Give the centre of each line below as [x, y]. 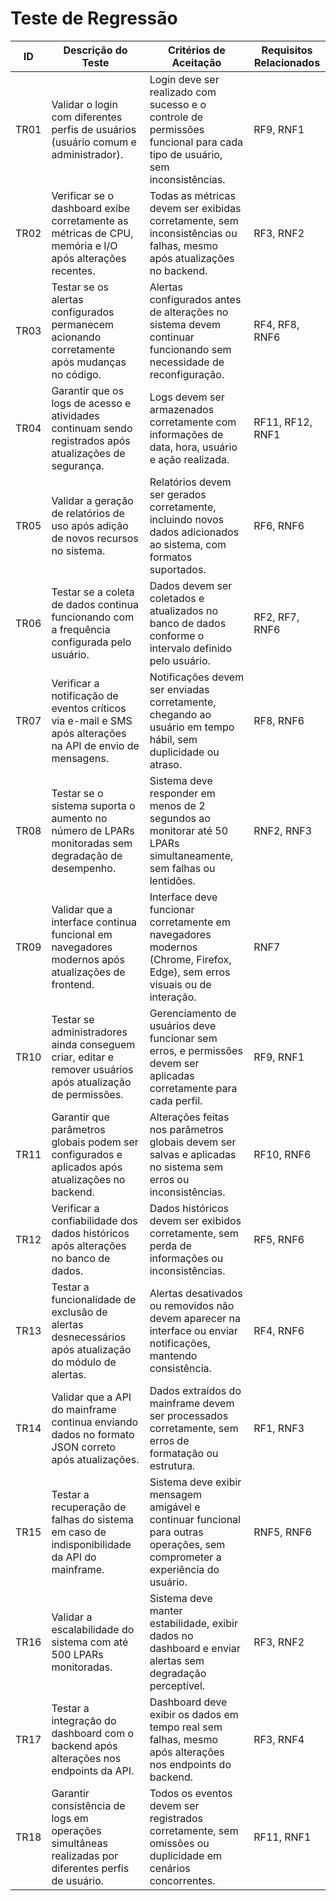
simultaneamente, [191, 855]
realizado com [183, 92]
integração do [84, 1720]
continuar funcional [195, 1519]
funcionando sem [190, 349]
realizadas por [85, 1855]
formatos [171, 557]
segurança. [78, 465]
